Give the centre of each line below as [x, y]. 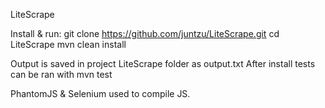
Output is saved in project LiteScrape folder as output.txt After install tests [163, 63]
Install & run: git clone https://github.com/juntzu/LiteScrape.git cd [145, 33]
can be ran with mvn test [61, 74]
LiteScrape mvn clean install [68, 44]
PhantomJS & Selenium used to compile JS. [100, 93]
